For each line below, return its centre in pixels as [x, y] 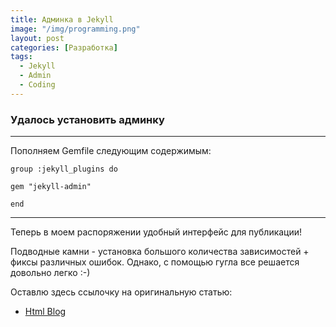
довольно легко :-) [50, 273]
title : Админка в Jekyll [62, 19]
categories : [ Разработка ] [64, 47]
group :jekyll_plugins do [64, 169]
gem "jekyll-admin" [51, 187]
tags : [21, 57]
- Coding [37, 85]
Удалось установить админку [87, 119]
